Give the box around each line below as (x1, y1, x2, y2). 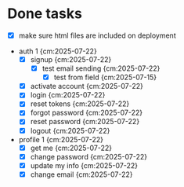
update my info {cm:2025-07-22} (30, 160, 139, 170)
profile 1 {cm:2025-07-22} (18, 134, 103, 144)
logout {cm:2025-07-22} (30, 126, 110, 135)
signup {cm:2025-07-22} (30, 55, 112, 64)
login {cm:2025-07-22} (30, 90, 106, 100)
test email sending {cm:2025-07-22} (41, 64, 161, 73)
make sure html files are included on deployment (18, 31, 177, 40)
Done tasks (7, 5, 83, 23)
